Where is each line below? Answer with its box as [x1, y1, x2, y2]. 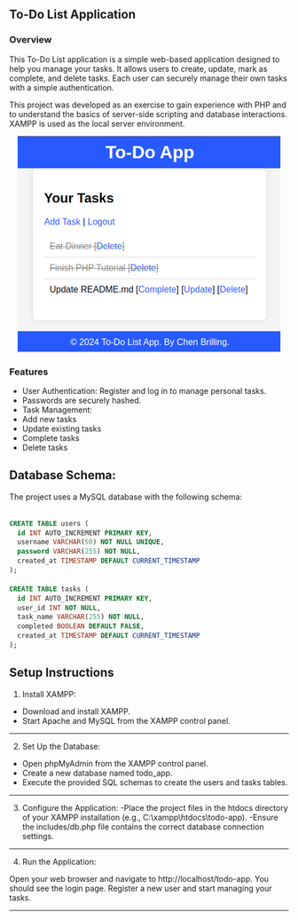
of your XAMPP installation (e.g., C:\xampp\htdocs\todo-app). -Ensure [21, 812, 278, 822]
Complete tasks [21, 432, 80, 443]
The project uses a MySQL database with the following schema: [9, 491, 242, 502]
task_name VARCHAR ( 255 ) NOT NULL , [17, 612, 145, 622]
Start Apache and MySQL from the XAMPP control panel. [21, 715, 231, 726]
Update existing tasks [21, 423, 102, 434]
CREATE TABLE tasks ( [9, 585, 90, 594]
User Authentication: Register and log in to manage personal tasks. [21, 385, 267, 396]
